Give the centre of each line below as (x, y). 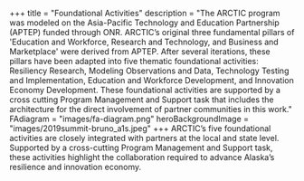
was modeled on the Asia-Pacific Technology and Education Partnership (145, 23)
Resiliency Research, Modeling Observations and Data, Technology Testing (149, 71)
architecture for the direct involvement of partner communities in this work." (151, 109)
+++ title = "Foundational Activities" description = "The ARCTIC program (145, 13)
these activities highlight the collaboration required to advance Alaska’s (142, 157)
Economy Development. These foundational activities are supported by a (145, 90)
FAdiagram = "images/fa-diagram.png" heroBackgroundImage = (129, 119)
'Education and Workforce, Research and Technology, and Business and (144, 42)
